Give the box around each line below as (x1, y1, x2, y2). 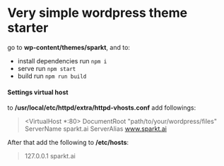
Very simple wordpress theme (7, 5, 188, 21)
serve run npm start (17, 64, 76, 72)
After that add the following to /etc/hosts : (7, 139, 129, 147)
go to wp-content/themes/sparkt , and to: (7, 43, 131, 51)
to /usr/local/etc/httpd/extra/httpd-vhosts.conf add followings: (7, 103, 196, 112)
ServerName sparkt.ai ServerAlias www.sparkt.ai (24, 124, 167, 133)
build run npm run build (17, 72, 87, 80)
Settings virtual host (7, 88, 69, 96)
